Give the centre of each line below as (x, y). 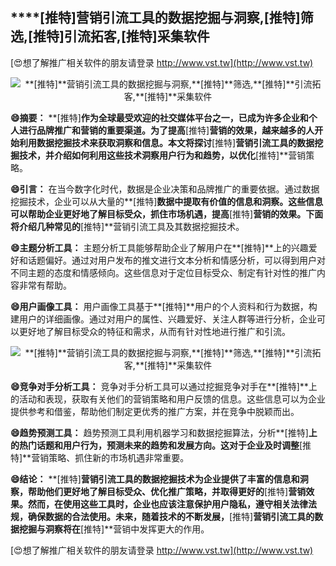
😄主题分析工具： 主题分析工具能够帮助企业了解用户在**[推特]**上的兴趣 (159, 247)
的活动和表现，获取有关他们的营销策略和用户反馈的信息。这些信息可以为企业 (168, 399)
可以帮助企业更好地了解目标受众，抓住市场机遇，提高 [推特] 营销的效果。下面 (167, 214)
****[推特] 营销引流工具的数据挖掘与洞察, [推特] (155, 18)
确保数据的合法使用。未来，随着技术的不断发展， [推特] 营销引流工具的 (171, 516)
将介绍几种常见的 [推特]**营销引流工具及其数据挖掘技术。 (127, 226)
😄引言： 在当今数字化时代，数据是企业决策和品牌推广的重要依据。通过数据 (165, 189)
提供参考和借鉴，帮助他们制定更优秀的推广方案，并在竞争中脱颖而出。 (155, 411)
